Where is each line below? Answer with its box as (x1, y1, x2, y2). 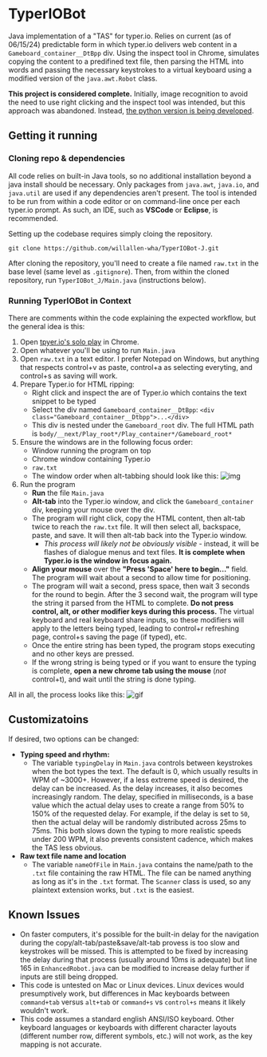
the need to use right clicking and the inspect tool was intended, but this (8, 97, 245, 107)
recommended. (8, 213, 58, 223)
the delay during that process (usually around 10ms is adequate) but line (19, 954, 257, 965)
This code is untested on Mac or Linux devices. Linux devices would (19, 980, 245, 989)
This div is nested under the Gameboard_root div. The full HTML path (31, 420, 254, 430)
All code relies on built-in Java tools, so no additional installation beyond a (8, 171, 252, 180)
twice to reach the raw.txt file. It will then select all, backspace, (31, 521, 241, 531)
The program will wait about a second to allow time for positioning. (31, 572, 251, 582)
